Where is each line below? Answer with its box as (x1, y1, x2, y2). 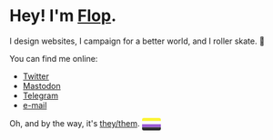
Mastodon (22, 80, 61, 91)
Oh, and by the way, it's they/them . (9, 117, 140, 128)
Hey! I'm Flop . (9, 5, 116, 26)
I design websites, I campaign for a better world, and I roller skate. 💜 (9, 35, 266, 46)
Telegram (22, 90, 59, 101)
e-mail (22, 99, 47, 110)
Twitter (22, 70, 50, 82)
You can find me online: (9, 53, 98, 64)
